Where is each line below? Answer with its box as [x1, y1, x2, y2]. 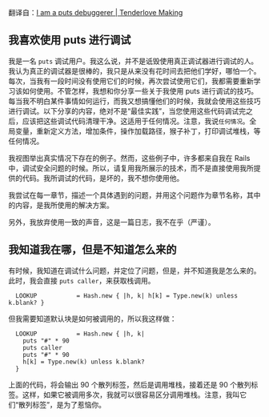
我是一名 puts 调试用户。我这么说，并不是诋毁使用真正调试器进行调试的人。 [8, 56, 259, 66]
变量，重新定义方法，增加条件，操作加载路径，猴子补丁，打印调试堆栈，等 [14, 126, 261, 135]
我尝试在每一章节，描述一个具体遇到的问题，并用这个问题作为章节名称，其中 [8, 190, 261, 199]
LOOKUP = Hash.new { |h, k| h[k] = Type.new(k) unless [15, 291, 239, 299]
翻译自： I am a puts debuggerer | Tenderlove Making [8, 8, 183, 17]
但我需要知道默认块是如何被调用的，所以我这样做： [8, 314, 177, 323]
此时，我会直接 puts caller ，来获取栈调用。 [8, 275, 155, 285]
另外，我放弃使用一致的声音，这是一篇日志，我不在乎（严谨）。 [8, 217, 215, 227]
